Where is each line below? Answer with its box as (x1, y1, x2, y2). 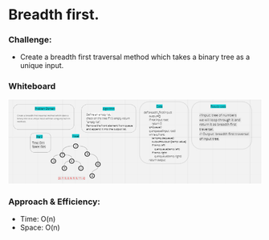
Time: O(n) (19, 214, 56, 224)
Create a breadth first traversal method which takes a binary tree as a (19, 52, 251, 62)
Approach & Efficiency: (8, 196, 100, 207)
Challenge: (8, 34, 52, 46)
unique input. (19, 61, 64, 70)
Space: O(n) (19, 222, 60, 233)
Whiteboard (8, 81, 56, 92)
